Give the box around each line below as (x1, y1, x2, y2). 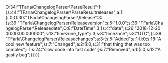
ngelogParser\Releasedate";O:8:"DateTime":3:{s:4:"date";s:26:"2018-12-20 (5, 25, 161, 31)
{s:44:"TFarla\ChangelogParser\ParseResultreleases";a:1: (5, 9, 124, 15)
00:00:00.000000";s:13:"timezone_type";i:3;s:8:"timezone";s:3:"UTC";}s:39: (5, 31, 163, 36)
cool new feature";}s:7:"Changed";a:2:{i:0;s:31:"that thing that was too (5, 41, 150, 47)
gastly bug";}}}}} (5, 52, 40, 58)
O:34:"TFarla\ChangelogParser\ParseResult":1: (5, 4, 102, 10)
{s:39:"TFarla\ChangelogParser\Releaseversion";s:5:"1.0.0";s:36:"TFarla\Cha (5, 20, 163, 26)
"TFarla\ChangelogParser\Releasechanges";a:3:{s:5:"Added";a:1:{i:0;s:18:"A (5, 36, 161, 42)
